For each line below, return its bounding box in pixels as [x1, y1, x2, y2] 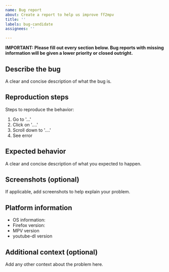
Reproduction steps [5, 93, 69, 101]
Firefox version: [12, 222, 46, 228]
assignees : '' [5, 26, 35, 31]
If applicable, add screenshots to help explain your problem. [5, 189, 131, 195]
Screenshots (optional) [5, 175, 79, 184]
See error [12, 132, 33, 139]
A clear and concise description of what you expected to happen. [5, 160, 142, 166]
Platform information [5, 203, 72, 212]
